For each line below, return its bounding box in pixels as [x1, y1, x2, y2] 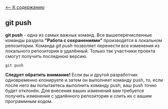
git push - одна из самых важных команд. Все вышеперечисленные [5, 32, 152, 38]
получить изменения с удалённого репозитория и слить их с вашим [5, 92, 152, 99]
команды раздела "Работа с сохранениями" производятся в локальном [5, 37, 162, 43]
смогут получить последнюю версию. [5, 53, 88, 59]
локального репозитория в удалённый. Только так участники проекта [5, 47, 156, 54]
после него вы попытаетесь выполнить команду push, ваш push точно [5, 82, 157, 88]
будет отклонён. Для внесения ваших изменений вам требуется [5, 87, 144, 93]
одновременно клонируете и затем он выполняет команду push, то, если [5, 77, 163, 83]
